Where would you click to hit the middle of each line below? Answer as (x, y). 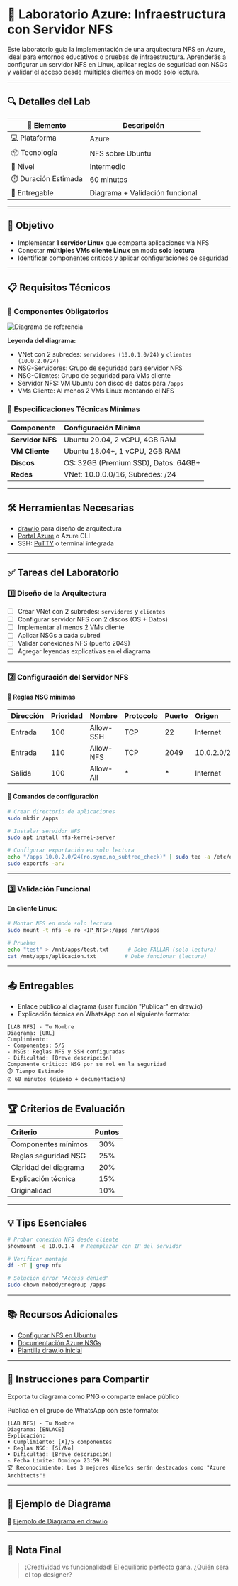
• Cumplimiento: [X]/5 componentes (60, 1442)
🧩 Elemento (47, 125)
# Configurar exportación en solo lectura (71, 851)
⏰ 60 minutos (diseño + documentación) (67, 1080)
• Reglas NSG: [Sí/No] (41, 1448)
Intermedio (108, 166)
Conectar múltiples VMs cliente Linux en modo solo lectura (106, 250)
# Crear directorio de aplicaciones (61, 811)
